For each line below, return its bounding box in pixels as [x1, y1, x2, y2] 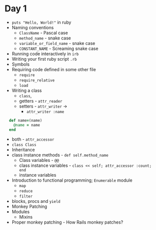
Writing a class [11, 87, 42, 93]
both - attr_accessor [11, 136, 55, 142]
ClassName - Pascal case [19, 30, 68, 36]
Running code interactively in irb [11, 50, 79, 57]
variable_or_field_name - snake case [19, 40, 95, 46]
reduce [19, 189, 33, 193]
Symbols [11, 61, 30, 67]
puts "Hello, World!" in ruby [11, 19, 72, 25]
